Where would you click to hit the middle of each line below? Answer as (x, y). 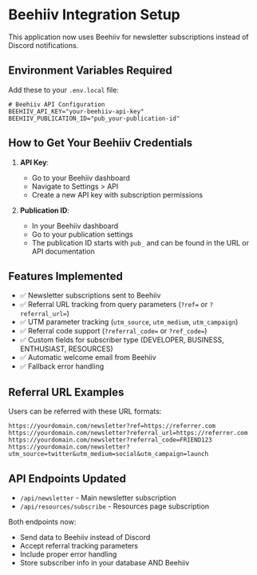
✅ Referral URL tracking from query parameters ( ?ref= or (114, 305)
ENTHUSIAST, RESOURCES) (66, 349)
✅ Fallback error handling (62, 366)
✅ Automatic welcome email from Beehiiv (88, 357)
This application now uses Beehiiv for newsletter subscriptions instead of (128, 37)
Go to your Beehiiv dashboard (81, 178)
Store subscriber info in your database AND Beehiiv (105, 563)
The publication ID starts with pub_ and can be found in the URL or (140, 242)
